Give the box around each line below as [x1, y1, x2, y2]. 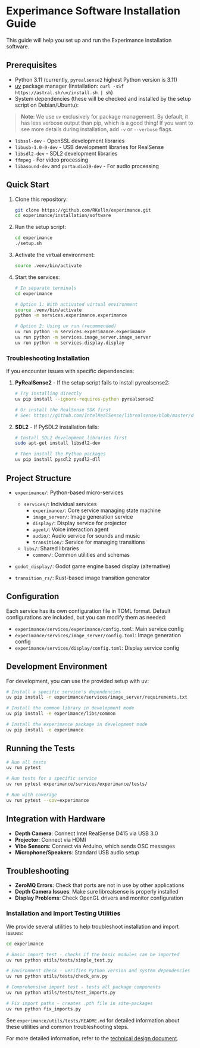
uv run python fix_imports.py [6, 1006, 82, 1012]
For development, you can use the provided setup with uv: [6, 677, 149, 684]
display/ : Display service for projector [32, 519, 127, 526]
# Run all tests [6, 759, 46, 765]
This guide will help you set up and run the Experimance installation [6, 36, 172, 44]
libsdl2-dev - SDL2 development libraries [14, 150, 118, 157]
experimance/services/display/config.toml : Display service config [14, 644, 180, 651]
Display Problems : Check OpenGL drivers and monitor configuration [14, 894, 183, 901]
